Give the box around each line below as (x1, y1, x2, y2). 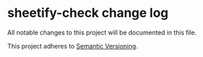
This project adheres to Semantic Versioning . (7, 42, 138, 50)
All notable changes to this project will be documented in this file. (7, 28, 197, 37)
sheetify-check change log (7, 5, 169, 21)
